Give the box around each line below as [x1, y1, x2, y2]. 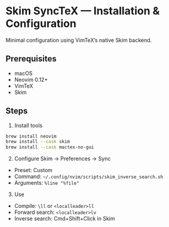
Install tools [14, 122, 43, 129]
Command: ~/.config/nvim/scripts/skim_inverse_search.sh [14, 173, 164, 180]
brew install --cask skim [5, 139, 70, 145]
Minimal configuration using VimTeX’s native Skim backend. [5, 36, 152, 43]
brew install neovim [5, 133, 57, 139]
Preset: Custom [14, 167, 53, 174]
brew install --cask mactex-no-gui [5, 144, 94, 150]
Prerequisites [5, 54, 57, 64]
